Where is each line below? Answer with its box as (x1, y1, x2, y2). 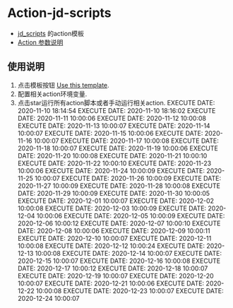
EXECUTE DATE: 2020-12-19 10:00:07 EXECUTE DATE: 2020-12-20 (17, 271, 214, 280)
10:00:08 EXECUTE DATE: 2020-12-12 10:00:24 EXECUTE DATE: (17, 242, 205, 250)
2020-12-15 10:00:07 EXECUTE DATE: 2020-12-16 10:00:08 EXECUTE (17, 256, 221, 265)
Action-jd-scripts (7, 5, 112, 21)
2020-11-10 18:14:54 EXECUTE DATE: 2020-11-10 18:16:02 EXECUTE (17, 106, 216, 114)
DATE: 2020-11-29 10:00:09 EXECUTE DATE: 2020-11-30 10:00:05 (17, 189, 210, 197)
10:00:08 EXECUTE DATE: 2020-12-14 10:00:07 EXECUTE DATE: (35, 249, 222, 257)
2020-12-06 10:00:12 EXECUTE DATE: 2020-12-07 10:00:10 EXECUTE (17, 219, 221, 227)
